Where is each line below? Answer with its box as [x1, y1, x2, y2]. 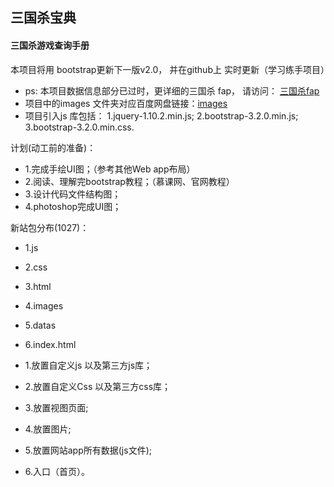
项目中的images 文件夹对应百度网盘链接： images [24, 97, 228, 109]
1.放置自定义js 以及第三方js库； [24, 359, 153, 371]
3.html [24, 280, 52, 292]
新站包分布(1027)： [10, 221, 90, 233]
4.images [24, 299, 64, 312]
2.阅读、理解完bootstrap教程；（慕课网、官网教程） [24, 175, 235, 187]
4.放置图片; [24, 423, 72, 435]
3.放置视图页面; [24, 401, 89, 413]
